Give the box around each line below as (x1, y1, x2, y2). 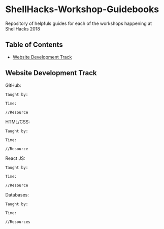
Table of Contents (5, 41, 63, 49)
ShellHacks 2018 (5, 25, 41, 31)
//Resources (5, 219, 30, 224)
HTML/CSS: (5, 118, 30, 125)
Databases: (5, 191, 29, 198)
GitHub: (5, 82, 21, 88)
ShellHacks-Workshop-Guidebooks (5, 4, 159, 15)
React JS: (5, 155, 25, 161)
